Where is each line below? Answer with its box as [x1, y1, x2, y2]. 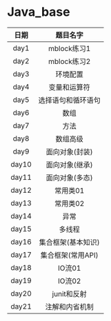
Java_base [7, 4, 70, 20]
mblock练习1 [48, 43, 91, 53]
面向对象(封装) [46, 147, 93, 156]
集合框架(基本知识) [39, 237, 100, 247]
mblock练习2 [48, 56, 91, 66]
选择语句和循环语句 [38, 95, 101, 105]
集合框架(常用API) [40, 250, 99, 260]
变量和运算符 [48, 82, 91, 92]
